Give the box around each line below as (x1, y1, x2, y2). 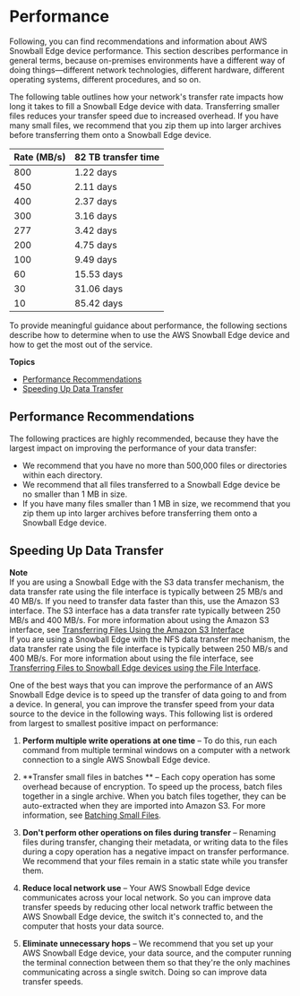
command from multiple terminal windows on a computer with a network (21, 744, 291, 755)
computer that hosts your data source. (21, 921, 164, 931)
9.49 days (74, 253, 118, 265)
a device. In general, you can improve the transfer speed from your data (9, 698, 275, 709)
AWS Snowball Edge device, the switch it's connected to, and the (21, 911, 264, 922)
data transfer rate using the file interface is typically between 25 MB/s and (9, 585, 284, 597)
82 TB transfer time (74, 151, 160, 163)
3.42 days (74, 224, 118, 237)
